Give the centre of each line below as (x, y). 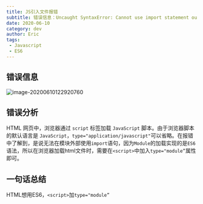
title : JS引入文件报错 (32, 12)
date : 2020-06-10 (28, 23)
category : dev (24, 29)
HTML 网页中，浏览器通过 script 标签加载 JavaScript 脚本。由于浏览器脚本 (101, 128)
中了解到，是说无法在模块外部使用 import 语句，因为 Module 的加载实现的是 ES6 (101, 143)
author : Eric (23, 34)
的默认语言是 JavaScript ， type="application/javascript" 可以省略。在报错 (100, 136)
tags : (13, 40)
